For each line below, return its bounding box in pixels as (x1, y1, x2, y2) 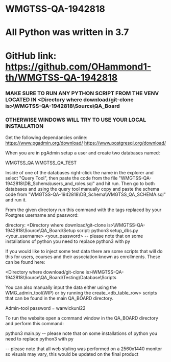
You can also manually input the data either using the (5, 284, 117, 290)
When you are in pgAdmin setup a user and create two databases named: (5, 149, 160, 156)
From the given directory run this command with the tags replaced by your (5, 207, 162, 213)
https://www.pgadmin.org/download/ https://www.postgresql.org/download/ (5, 140, 166, 146)
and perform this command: (5, 320, 64, 326)
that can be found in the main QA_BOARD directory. (5, 295, 114, 301)
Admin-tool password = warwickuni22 (5, 305, 86, 311)
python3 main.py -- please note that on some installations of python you (5, 330, 157, 336)
